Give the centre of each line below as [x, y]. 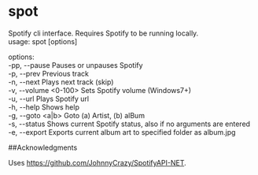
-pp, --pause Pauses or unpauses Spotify [76, 65]
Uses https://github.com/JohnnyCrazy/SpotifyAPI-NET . [97, 162]
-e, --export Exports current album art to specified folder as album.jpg [122, 132]
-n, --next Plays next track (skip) [61, 82]
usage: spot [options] [43, 41]
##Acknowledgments [43, 147]
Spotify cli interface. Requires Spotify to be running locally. [103, 33]
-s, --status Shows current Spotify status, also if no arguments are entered [129, 124]
